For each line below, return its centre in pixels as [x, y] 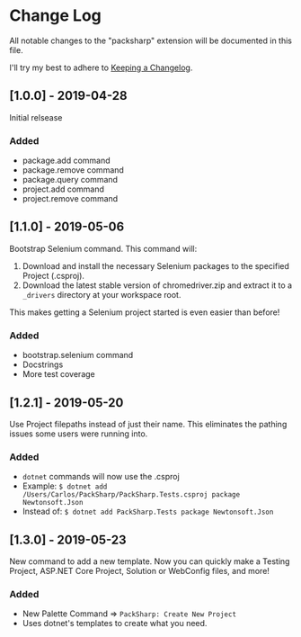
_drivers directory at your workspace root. [102, 294]
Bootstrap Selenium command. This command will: [103, 248]
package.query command [70, 180]
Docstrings [43, 364]
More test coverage [59, 374]
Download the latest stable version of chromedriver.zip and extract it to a [157, 285]
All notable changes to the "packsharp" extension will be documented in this [151, 40]
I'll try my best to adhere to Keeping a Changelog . [101, 67]
